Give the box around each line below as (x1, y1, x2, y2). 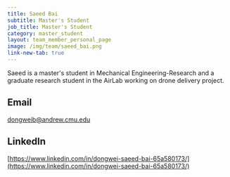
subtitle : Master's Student (7, 17, 90, 24)
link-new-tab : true (7, 50, 65, 57)
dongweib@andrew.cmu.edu (7, 115, 91, 124)
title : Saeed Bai (7, 10, 58, 18)
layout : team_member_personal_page (7, 37, 112, 44)
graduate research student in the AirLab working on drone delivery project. (7, 76, 224, 84)
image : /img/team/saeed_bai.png (7, 43, 102, 50)
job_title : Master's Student (7, 23, 93, 30)
